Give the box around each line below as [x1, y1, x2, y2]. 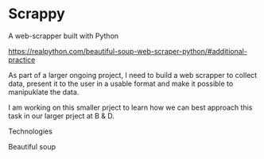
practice [8, 55, 36, 64]
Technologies [8, 126, 53, 136]
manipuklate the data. [8, 87, 80, 96]
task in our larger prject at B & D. [8, 111, 115, 120]
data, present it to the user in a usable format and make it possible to [8, 79, 234, 88]
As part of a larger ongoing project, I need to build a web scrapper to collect [8, 70, 258, 79]
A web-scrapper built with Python [8, 31, 119, 41]
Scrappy [8, 5, 65, 23]
